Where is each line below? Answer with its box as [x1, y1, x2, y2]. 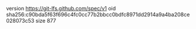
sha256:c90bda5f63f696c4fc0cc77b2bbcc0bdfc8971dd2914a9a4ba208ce [6, 11, 190, 18]
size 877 [35, 17, 57, 24]
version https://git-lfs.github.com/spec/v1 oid [6, 5, 116, 12]
